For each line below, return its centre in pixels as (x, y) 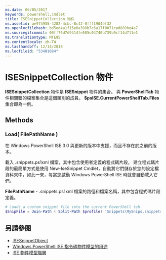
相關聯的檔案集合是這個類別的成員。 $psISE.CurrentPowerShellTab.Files (84, 98)
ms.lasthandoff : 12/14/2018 (34, 47)
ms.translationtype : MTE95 (33, 38)
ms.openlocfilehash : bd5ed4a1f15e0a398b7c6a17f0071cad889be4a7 (72, 28)
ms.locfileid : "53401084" (32, 51)
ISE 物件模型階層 (29, 253)
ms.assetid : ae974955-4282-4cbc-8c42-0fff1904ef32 (58, 24)
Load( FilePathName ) (32, 134)
